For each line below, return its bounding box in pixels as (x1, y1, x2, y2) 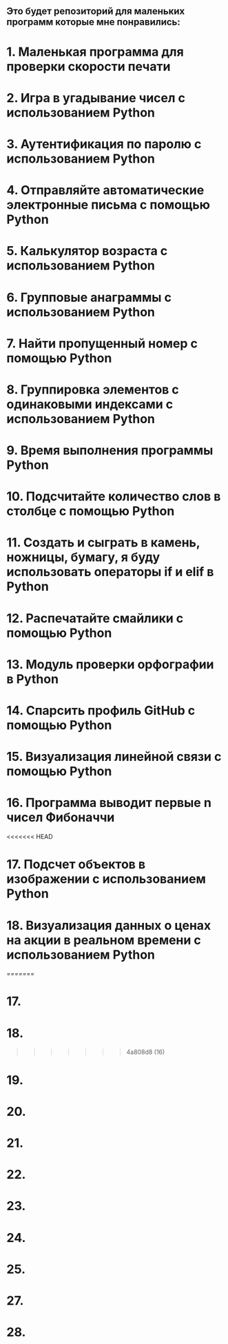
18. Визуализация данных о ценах (6, 917, 211, 933)
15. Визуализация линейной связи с (6, 749, 222, 764)
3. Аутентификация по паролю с (6, 136, 202, 152)
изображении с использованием (6, 871, 206, 887)
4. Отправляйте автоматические (6, 183, 205, 198)
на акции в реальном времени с (6, 932, 201, 948)
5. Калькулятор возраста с (6, 243, 168, 259)
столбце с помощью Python (6, 503, 175, 519)
